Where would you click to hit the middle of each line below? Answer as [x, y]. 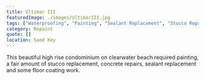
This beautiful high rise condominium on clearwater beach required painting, [103, 57]
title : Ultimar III [31, 12]
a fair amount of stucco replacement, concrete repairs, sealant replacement [101, 64]
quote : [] [19, 35]
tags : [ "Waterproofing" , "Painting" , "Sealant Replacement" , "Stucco [97, 23]
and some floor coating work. [43, 70]
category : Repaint [30, 29]
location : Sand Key [31, 40]
